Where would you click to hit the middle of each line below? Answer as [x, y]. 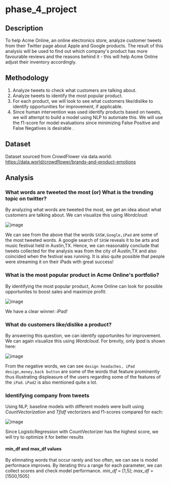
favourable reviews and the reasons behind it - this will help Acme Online [82, 56]
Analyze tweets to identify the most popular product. [68, 96]
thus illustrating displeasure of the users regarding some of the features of [83, 377]
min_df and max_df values [33, 448]
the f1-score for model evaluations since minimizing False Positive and [86, 123]
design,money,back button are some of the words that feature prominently [82, 371]
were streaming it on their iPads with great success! [59, 262]
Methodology [27, 78]
